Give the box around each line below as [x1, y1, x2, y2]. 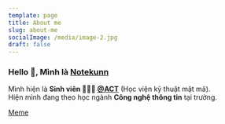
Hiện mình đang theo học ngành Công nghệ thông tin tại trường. [8, 93, 218, 102]
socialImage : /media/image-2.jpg [8, 33, 118, 42]
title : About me [8, 19, 61, 27]
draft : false [8, 41, 51, 49]
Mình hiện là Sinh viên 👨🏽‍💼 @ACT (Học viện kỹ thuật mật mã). [8, 84, 211, 94]
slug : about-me [8, 26, 58, 34]
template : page [8, 11, 58, 20]
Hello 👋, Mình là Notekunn [8, 67, 109, 78]
